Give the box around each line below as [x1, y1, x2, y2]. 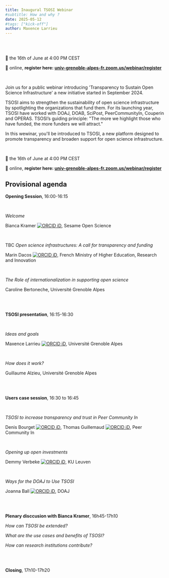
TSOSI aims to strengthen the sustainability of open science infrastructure [5, 99, 159, 106]
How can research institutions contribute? [5, 542, 92, 548]
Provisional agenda [5, 180, 67, 188]
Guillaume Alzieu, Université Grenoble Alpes [5, 370, 97, 376]
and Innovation [5, 257, 36, 263]
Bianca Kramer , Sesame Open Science [5, 222, 111, 228]
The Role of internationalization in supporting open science [5, 277, 129, 283]
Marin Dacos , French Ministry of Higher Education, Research [5, 251, 157, 258]
